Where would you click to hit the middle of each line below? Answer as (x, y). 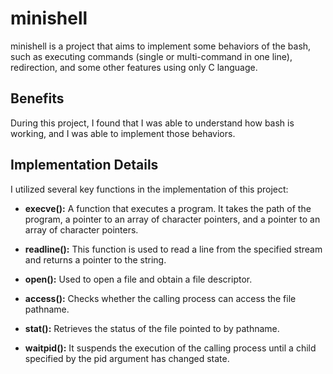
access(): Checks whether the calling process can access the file (160, 298)
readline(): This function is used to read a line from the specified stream (173, 249)
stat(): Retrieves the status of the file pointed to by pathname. (152, 328)
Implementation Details (84, 165)
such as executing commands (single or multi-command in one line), (151, 56)
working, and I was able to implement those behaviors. (123, 133)
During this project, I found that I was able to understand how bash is (152, 123)
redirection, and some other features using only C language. (134, 67)
